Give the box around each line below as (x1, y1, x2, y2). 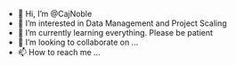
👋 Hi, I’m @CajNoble (17, 9, 93, 19)
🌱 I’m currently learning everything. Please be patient (17, 28, 214, 37)
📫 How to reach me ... (17, 47, 101, 57)
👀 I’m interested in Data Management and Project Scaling (17, 18, 227, 29)
